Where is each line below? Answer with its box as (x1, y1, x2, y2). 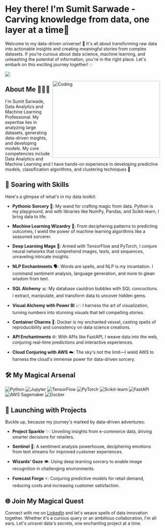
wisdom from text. (12, 275, 49, 281)
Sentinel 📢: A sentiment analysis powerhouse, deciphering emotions (12, 443, 151, 449)
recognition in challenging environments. (12, 466, 95, 472)
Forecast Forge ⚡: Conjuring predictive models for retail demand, (12, 475, 144, 481)
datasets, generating (5, 129, 47, 136)
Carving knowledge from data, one (5, 14, 150, 25)
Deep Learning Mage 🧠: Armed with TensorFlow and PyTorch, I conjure (12, 243, 157, 249)
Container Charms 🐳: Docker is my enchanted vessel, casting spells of (12, 319, 156, 325)
